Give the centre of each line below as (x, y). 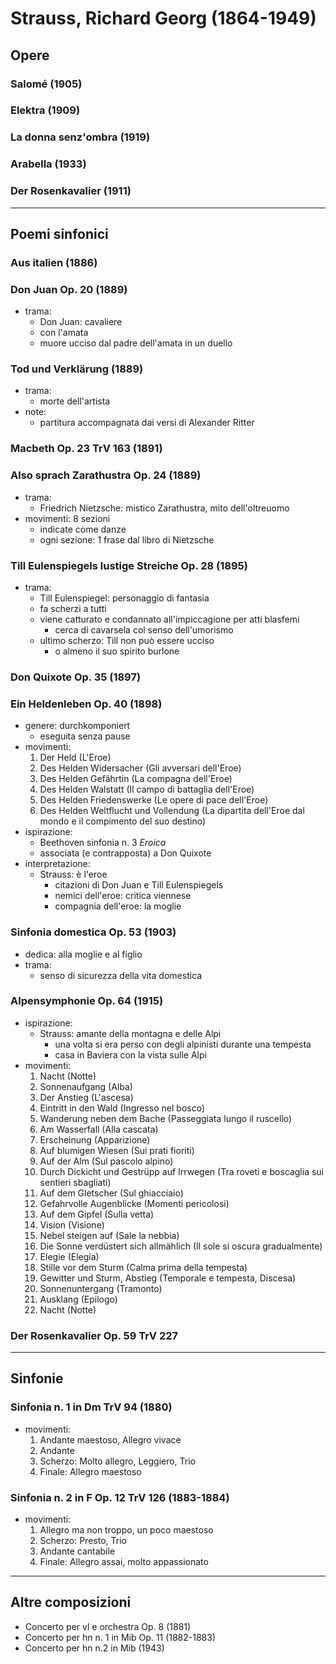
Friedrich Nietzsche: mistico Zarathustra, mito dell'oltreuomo (164, 508)
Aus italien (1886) (54, 262)
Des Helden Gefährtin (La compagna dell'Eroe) (136, 779)
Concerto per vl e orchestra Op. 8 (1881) (108, 1626)
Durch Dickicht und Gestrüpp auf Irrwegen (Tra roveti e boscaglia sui (181, 1171)
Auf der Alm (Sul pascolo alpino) (106, 1161)
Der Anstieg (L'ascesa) (86, 1097)
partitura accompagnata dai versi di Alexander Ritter (147, 423)
